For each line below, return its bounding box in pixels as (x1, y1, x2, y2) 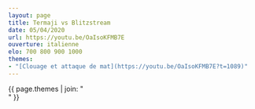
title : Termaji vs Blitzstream (8, 19, 111, 27)
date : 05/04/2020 (8, 26, 65, 34)
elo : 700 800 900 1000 (8, 48, 83, 56)
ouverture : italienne (8, 41, 79, 49)
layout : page (8, 11, 51, 20)
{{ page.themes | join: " (8, 84, 84, 93)
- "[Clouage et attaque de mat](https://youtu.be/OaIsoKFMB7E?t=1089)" (8, 63, 248, 71)
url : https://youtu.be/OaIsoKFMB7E (8, 33, 125, 42)
